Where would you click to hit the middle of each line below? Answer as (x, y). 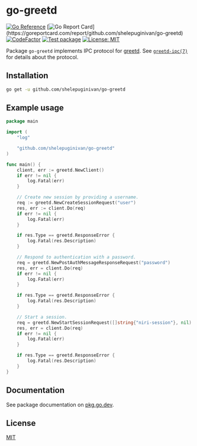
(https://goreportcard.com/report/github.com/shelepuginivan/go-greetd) (95, 33)
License (21, 423)
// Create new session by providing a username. (78, 197)
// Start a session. (42, 317)
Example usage (35, 108)
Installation (27, 76)
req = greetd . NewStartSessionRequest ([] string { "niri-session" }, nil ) (104, 323)
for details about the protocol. (42, 57)
